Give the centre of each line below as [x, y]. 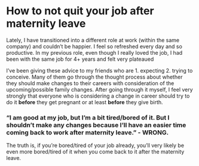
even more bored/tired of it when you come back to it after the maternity [95, 152]
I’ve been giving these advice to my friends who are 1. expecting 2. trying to [99, 70]
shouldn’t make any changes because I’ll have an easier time [96, 125]
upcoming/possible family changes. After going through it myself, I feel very [99, 89]
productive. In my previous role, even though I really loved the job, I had [94, 52]
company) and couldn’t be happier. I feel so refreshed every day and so [94, 46]
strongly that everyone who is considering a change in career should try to [98, 96]
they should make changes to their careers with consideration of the [90, 83]
